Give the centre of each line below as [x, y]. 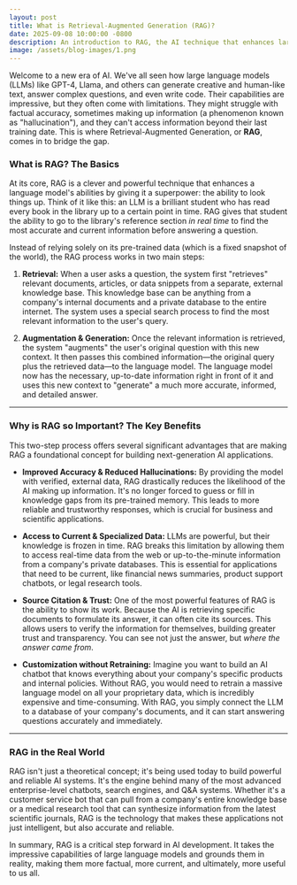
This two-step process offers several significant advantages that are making [148, 445]
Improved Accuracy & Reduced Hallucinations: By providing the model [152, 472]
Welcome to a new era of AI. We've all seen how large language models [140, 75]
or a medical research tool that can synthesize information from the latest [143, 809]
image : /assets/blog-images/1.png [73, 50]
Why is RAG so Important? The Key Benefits [105, 426]
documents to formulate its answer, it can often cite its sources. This [146, 619]
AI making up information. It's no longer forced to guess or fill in [138, 490]
